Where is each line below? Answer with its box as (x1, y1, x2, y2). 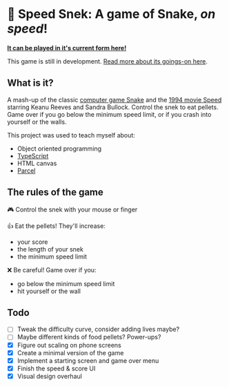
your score (17, 238, 48, 246)
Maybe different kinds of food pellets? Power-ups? (17, 333, 161, 341)
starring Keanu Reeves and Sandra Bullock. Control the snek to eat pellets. (7, 103, 219, 111)
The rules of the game (7, 187, 103, 198)
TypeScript (17, 151, 49, 160)
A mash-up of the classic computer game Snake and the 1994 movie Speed (7, 95, 222, 104)
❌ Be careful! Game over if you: (7, 265, 97, 274)
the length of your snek (17, 245, 84, 253)
